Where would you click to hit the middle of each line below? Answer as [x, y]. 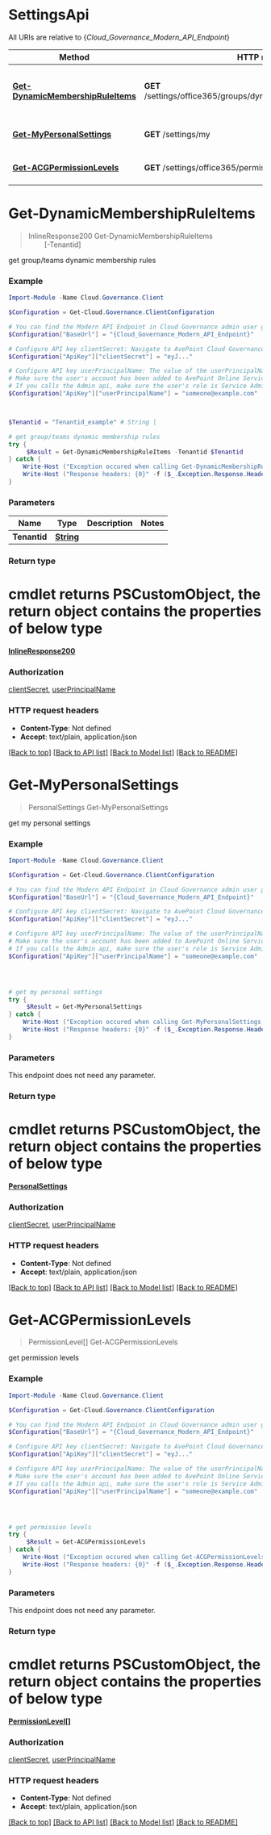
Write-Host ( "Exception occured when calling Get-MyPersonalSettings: [144, 1022]
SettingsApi [49, 15]
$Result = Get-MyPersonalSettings [84, 1007]
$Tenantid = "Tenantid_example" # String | [83, 422]
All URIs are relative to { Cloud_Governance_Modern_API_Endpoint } [119, 37]
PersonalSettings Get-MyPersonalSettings [98, 807]
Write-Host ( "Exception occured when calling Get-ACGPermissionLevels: [146, 1557]
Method [75, 56]
